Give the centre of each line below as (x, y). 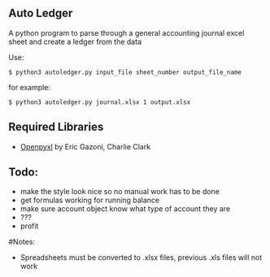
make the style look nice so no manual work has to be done (120, 192)
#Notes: (22, 242)
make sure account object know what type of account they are (125, 209)
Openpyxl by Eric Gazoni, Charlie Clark (85, 146)
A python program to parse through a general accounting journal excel (126, 32)
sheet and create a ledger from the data (75, 41)
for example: (30, 87)
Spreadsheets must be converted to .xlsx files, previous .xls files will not (141, 258)
